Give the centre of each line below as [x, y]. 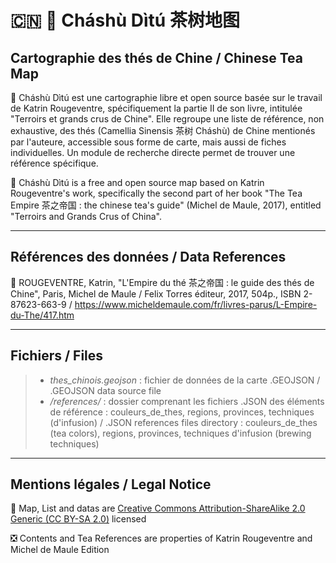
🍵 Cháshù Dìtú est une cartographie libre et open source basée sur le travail [166, 97]
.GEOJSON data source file [105, 390]
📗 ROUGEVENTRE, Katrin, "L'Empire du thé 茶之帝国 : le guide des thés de [162, 282]
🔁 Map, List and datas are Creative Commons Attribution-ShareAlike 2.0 [158, 508]
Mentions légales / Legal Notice [111, 484]
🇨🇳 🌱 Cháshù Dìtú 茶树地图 [125, 20]
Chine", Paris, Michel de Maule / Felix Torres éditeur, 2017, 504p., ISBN [156, 293]
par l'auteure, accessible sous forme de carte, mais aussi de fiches [148, 142]
